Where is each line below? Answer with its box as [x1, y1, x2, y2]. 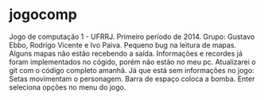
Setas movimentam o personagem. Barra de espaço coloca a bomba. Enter [9, 74, 255, 83]
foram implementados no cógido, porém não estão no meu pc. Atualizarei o [9, 57, 257, 67]
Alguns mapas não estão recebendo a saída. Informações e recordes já [9, 48, 243, 58]
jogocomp [9, 6, 78, 24]
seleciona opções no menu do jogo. [9, 82, 126, 92]
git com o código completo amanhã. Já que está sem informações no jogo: [9, 65, 254, 75]
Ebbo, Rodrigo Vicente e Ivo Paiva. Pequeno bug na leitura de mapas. [9, 40, 237, 49]
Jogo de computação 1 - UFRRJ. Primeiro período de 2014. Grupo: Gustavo [9, 32, 255, 41]
